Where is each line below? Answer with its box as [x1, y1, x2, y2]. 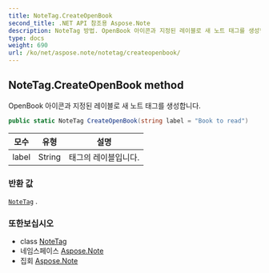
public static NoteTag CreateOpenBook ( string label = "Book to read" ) [8, 117, 249, 125]
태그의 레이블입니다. [68, 151, 140, 163]
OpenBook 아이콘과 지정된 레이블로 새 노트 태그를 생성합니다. [8, 101, 202, 110]
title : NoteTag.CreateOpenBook [8, 11, 113, 20]
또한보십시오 [8, 218, 54, 229]
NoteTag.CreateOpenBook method [8, 78, 184, 92]
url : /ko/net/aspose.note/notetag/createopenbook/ [8, 49, 181, 57]
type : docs [8, 34, 45, 42]
